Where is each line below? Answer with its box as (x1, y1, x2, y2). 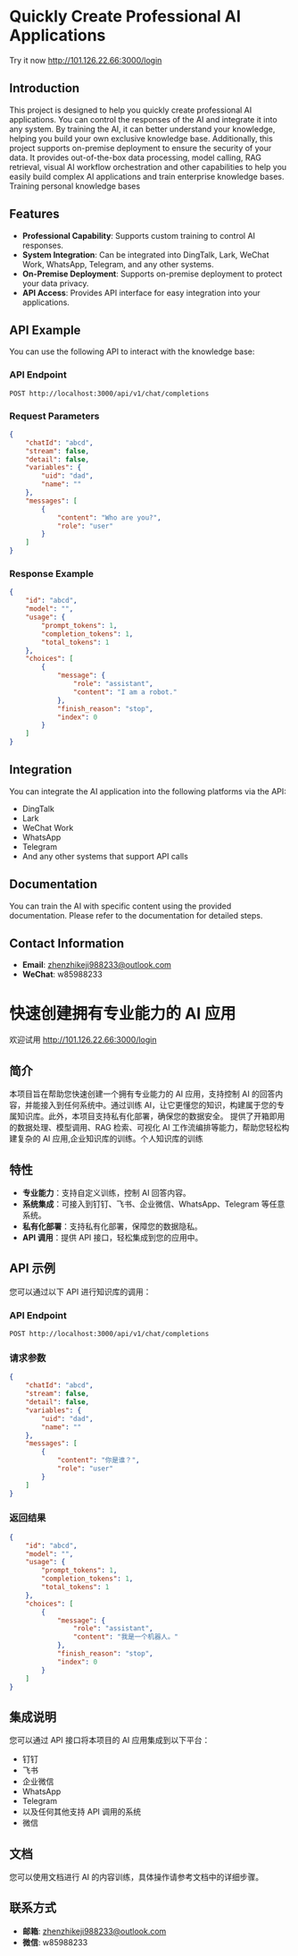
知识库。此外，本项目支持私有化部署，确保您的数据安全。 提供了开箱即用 (16, 1111, 286, 1122)
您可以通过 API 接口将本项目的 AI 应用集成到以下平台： (9, 1735, 211, 1746)
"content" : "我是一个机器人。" (72, 1632, 178, 1642)
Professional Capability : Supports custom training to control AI (21, 230, 256, 241)
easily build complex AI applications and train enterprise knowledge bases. (9, 171, 285, 182)
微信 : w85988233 (21, 1936, 88, 1947)
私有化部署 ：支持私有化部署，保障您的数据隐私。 (21, 1221, 203, 1232)
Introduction (9, 80, 80, 96)
